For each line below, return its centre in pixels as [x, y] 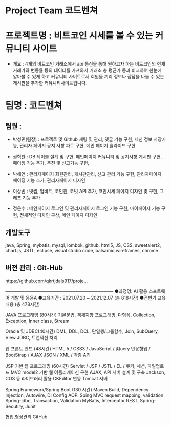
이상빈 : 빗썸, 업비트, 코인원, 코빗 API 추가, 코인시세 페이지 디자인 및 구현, [85, 191]
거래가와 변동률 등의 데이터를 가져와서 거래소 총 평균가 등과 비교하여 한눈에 [87, 70]
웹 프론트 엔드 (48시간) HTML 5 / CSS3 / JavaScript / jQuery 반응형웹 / [78, 348]
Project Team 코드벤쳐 [52, 10]
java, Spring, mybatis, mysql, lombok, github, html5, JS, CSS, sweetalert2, [83, 245]
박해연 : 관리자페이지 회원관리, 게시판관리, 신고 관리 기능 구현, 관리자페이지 [87, 174]
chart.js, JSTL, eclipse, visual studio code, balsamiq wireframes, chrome [82, 250]
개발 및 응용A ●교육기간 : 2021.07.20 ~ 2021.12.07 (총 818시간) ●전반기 [83, 297]
